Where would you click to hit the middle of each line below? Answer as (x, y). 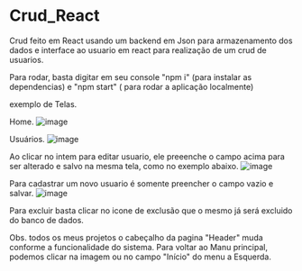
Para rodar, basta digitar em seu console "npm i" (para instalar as (131, 77)
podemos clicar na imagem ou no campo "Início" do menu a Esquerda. (141, 257)
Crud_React (55, 16)
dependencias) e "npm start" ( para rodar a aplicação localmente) (132, 86)
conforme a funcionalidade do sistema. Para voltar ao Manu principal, (139, 247)
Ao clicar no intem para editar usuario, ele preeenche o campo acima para (147, 156)
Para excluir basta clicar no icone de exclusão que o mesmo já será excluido (151, 210)
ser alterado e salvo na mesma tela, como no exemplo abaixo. (124, 166)
